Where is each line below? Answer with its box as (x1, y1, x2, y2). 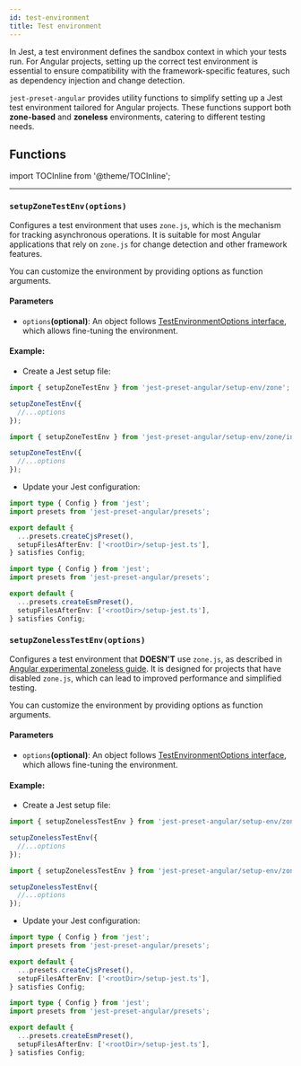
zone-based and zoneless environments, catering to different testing (9, 111, 266, 122)
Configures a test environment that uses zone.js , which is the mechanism (9, 219, 281, 230)
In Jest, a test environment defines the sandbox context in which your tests (9, 46, 287, 57)
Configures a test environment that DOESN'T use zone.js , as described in (9, 653, 282, 665)
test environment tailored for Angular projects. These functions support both (9, 101, 292, 112)
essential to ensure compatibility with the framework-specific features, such (9, 65, 291, 76)
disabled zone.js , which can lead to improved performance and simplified (9, 673, 282, 683)
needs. (9, 120, 35, 131)
